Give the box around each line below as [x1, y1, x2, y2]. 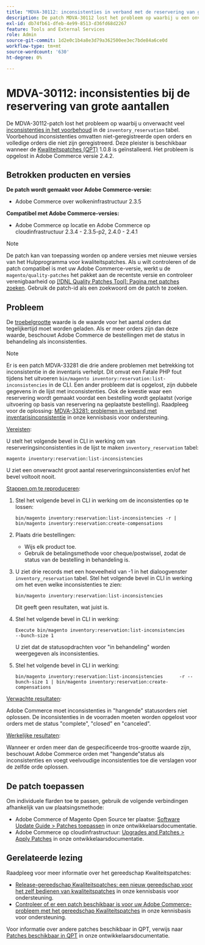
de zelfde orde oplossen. [6, 763, 69, 770]
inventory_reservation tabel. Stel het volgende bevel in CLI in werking [15, 574, 193, 582]
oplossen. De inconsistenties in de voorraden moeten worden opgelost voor [6, 713, 197, 721]
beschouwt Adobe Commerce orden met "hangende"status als [6, 750, 165, 758]
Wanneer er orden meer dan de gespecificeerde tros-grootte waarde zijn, [6, 744, 191, 751]
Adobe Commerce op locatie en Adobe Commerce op [15, 222, 151, 229]
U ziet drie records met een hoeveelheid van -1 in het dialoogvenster [15, 568, 188, 576]
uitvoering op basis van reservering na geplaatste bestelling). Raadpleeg [6, 401, 189, 408]
